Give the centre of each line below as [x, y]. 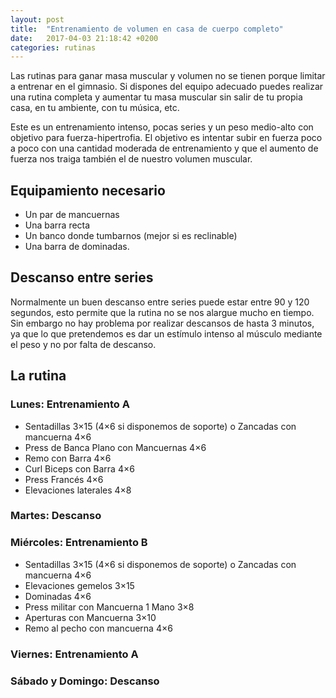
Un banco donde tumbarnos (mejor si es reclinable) [131, 236]
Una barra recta [57, 225]
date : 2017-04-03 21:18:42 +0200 [84, 38]
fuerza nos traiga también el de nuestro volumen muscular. [131, 159]
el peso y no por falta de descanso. [83, 344]
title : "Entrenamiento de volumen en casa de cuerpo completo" [147, 29]
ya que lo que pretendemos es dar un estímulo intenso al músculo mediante [166, 333]
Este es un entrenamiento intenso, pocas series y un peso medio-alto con [162, 127]
